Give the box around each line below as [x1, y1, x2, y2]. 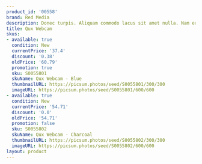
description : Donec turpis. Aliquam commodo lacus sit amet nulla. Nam [6, 20, 189, 26]
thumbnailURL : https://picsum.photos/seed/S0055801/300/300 [11, 82, 165, 88]
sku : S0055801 [11, 70, 47, 76]
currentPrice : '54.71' [11, 103, 69, 110]
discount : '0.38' [11, 53, 55, 59]
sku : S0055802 [11, 126, 47, 132]
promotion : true [11, 64, 52, 71]
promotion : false [11, 121, 55, 127]
